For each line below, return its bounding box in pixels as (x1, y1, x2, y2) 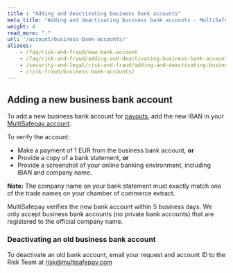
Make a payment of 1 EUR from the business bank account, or (17, 146, 194, 155)
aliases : (7, 42, 33, 49)
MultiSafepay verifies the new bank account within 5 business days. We (7, 202, 213, 211)
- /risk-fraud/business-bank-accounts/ (19, 68, 135, 75)
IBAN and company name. (17, 168, 92, 177)
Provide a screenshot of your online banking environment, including (17, 161, 212, 170)
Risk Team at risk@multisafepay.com (7, 258, 113, 266)
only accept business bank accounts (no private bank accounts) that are (7, 210, 214, 218)
